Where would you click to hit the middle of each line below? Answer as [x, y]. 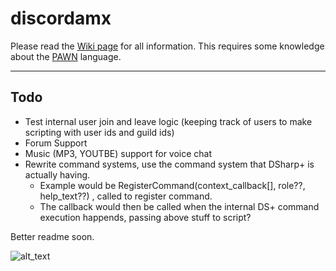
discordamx [61, 18]
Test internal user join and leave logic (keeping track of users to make [168, 121]
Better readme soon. [52, 236]
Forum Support [56, 143]
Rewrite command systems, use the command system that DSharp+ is [169, 164]
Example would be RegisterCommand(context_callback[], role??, [172, 185]
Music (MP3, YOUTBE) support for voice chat [118, 153]
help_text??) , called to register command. [126, 196]
